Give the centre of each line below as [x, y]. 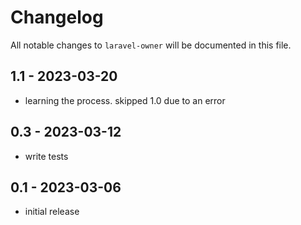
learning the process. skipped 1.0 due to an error [125, 100]
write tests [46, 156]
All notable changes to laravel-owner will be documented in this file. [151, 45]
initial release [52, 212]
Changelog [57, 17]
